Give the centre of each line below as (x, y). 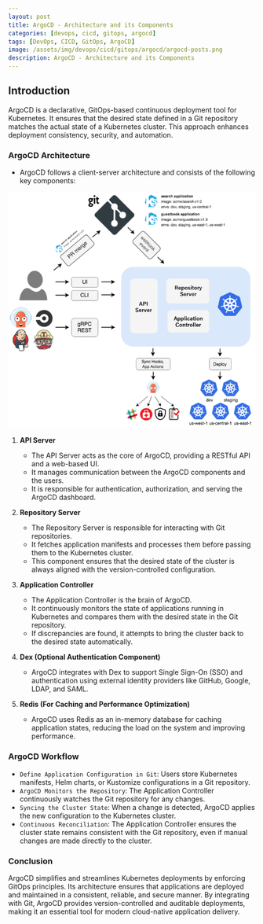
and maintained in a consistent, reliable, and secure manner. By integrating (129, 895)
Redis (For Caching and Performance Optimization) (104, 705)
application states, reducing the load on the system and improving (138, 728)
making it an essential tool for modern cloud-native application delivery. (124, 911)
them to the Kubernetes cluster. (82, 553)
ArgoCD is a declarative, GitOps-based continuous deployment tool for (122, 109)
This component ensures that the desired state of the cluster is (133, 561)
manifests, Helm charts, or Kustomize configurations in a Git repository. (135, 782)
